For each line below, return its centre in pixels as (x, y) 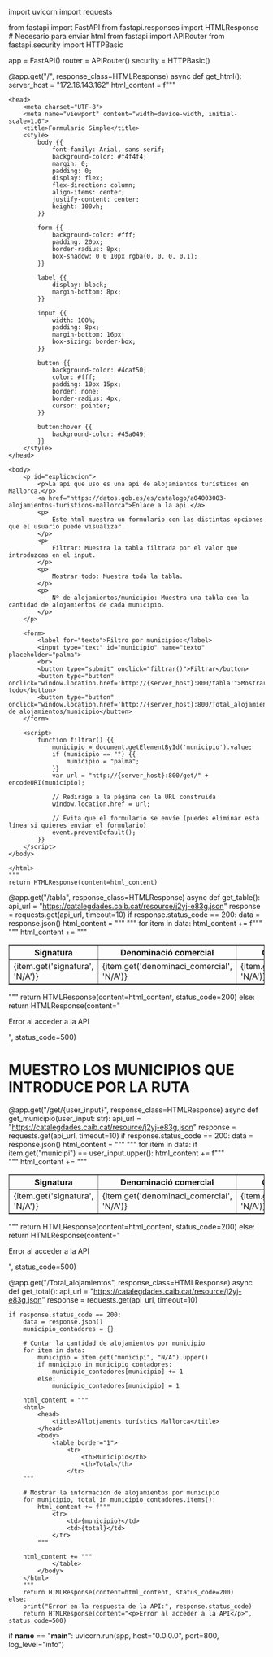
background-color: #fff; (94, 235)
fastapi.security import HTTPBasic (66, 45)
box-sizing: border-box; (94, 341)
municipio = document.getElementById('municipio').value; (152, 747)
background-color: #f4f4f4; (100, 157)
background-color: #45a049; (100, 434)
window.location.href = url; (101, 804)
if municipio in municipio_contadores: (105, 1364)
